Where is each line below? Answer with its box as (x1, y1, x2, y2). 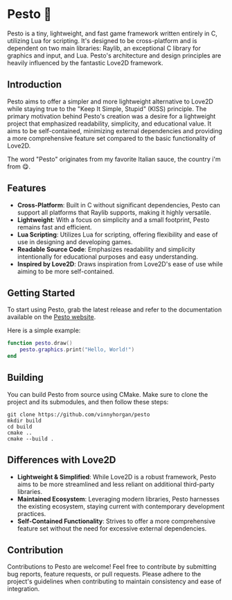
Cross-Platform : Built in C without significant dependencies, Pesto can (17, 200, 220, 209)
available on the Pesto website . (7, 313, 96, 321)
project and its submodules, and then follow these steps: (7, 397, 169, 406)
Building (7, 372, 44, 384)
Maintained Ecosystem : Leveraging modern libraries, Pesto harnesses (17, 495, 220, 503)
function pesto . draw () (7, 340, 73, 347)
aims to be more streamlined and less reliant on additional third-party (17, 480, 215, 488)
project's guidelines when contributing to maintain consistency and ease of (7, 577, 222, 585)
